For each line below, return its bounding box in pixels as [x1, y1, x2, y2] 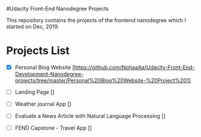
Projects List [6, 44, 70, 57]
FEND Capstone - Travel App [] [14, 124, 92, 132]
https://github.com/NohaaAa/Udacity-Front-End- [74, 63, 195, 71]
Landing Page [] [14, 89, 55, 95]
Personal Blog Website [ [14, 63, 75, 71]
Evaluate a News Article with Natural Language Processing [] [14, 112, 166, 120]
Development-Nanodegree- [14, 71, 84, 77]
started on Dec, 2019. [6, 23, 59, 30]
